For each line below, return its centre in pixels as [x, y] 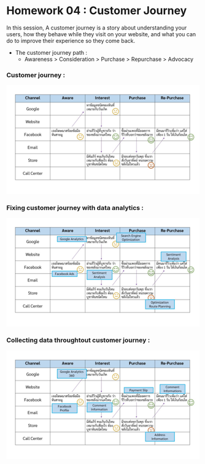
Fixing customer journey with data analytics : [75, 207]
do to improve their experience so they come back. [71, 41]
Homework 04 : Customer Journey [97, 11]
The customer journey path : [51, 52]
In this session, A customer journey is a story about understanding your [97, 28]
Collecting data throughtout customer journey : [78, 340]
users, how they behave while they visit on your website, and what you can [101, 34]
